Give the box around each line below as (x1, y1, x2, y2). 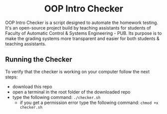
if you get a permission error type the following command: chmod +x (19, 99, 159, 105)
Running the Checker (5, 55, 72, 64)
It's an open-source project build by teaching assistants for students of (5, 24, 151, 30)
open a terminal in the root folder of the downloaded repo (12, 88, 131, 95)
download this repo (12, 83, 52, 89)
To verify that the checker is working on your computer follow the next (5, 68, 150, 74)
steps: (5, 73, 18, 80)
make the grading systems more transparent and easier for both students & (5, 35, 160, 41)
